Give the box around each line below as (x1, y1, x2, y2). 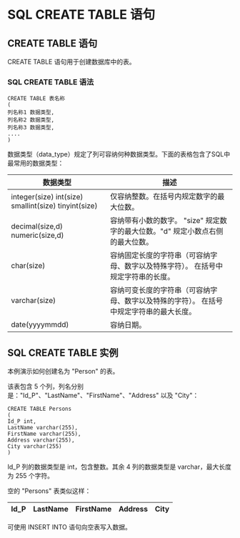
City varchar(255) (7, 443, 62, 450)
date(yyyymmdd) (11, 319, 69, 329)
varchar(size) (11, 296, 56, 306)
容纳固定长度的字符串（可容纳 (109, 251, 211, 261)
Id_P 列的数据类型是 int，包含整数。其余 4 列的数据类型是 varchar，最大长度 (7, 462, 232, 472)
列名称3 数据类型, (7, 124, 55, 131)
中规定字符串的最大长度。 (109, 307, 196, 317)
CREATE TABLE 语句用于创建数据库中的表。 (7, 58, 136, 66)
